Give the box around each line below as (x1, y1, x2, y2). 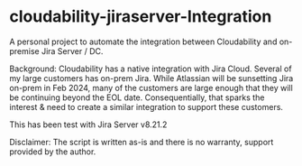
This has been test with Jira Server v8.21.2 (9, 119, 168, 130)
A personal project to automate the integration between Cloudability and (9, 36, 278, 47)
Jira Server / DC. (41, 45, 104, 56)
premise (9, 45, 40, 56)
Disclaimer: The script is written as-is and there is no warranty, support (9, 136, 274, 147)
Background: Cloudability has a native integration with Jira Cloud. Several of (9, 63, 292, 74)
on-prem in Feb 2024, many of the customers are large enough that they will (9, 82, 293, 93)
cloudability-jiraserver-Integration (9, 6, 272, 27)
